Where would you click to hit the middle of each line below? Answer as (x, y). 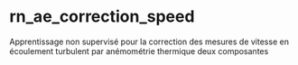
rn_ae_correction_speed (102, 17)
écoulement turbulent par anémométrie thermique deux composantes (139, 51)
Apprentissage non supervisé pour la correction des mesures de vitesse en (149, 42)
